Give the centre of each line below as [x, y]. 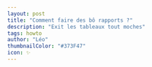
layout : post [26, 14]
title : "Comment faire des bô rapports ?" [70, 20]
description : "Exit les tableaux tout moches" [76, 27]
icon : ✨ [19, 53]
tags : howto [25, 33]
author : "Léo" [28, 40]
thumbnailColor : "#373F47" [47, 46]
